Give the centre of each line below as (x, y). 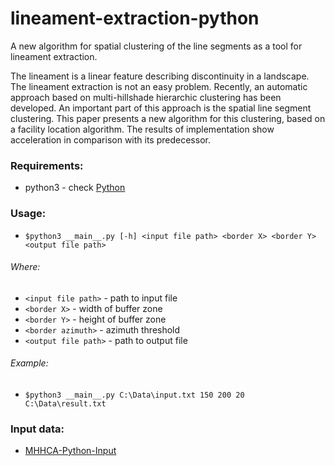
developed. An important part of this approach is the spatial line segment (161, 108)
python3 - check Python (75, 188)
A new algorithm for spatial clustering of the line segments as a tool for (156, 46)
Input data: (37, 429)
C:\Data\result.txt (65, 403)
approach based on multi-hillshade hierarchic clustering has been (146, 97)
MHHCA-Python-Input (70, 451)
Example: (29, 363)
